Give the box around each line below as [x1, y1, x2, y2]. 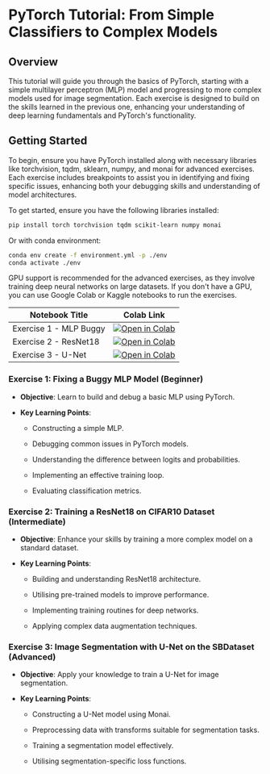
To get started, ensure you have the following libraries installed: [8, 205, 219, 215]
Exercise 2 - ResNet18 [12, 337, 100, 348]
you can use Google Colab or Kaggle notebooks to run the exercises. [8, 291, 238, 300]
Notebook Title [29, 309, 89, 320]
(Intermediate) [8, 516, 66, 527]
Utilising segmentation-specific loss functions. [31, 756, 187, 766]
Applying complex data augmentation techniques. [31, 621, 197, 631]
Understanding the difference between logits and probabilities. [31, 454, 240, 464]
